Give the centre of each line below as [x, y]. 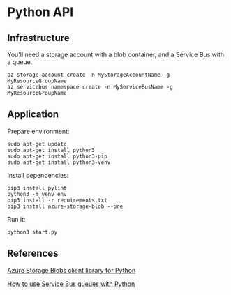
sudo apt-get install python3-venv [59, 162]
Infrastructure [38, 38]
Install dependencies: [38, 175]
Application [33, 115]
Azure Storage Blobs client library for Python [72, 270]
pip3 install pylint [37, 188]
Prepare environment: [38, 131]
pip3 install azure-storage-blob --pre [65, 206]
